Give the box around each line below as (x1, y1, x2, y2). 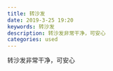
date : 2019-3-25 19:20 (7, 17, 74, 24)
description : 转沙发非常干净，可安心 (7, 29, 106, 37)
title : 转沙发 (7, 10, 46, 17)
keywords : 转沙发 (7, 23, 55, 30)
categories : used (7, 36, 58, 43)
